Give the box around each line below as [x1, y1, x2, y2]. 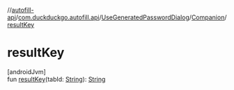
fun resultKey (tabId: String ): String [7, 75, 106, 83]
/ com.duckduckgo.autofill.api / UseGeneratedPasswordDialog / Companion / [15, 13, 227, 21]
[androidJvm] [7, 67, 47, 75]
